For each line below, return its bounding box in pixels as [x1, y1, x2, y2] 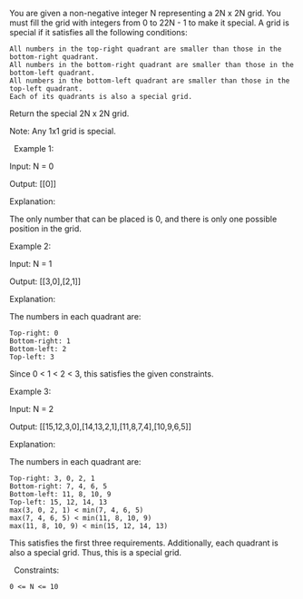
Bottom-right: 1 [9, 337, 71, 346]
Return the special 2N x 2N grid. [9, 108, 130, 119]
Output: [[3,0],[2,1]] [9, 276, 82, 287]
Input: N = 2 [9, 404, 54, 414]
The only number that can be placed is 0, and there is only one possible [9, 213, 278, 224]
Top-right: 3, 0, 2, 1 [9, 474, 95, 483]
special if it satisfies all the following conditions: [9, 27, 188, 37]
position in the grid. [9, 223, 82, 234]
